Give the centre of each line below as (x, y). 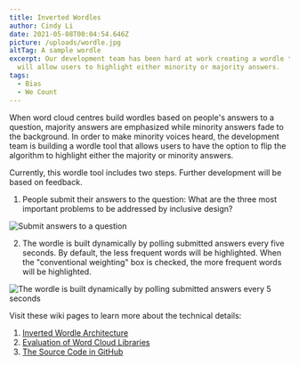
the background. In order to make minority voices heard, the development (145, 136)
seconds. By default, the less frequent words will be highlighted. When (152, 252)
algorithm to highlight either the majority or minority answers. (121, 155)
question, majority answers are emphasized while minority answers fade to (147, 126)
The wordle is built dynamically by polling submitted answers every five (153, 243)
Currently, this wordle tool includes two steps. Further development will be (145, 172)
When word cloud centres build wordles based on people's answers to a (141, 118)
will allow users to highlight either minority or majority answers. (149, 68)
